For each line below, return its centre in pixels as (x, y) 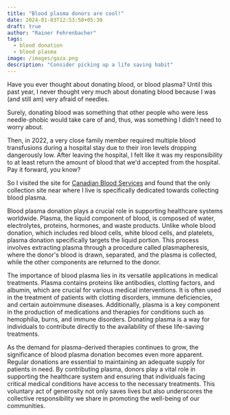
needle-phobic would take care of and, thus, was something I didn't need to (114, 119)
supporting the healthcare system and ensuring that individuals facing (106, 376)
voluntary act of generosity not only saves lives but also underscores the (110, 391)
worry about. (25, 127)
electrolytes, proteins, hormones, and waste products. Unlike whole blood (112, 225)
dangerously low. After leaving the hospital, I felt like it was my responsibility (115, 155)
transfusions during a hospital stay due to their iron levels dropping (102, 147)
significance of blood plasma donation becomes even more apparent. (105, 354)
